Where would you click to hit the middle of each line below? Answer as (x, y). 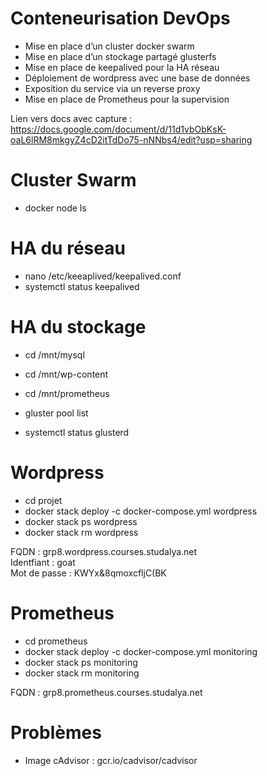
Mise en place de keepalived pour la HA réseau (122, 67)
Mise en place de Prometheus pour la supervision (127, 99)
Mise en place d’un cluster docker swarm (109, 46)
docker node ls (55, 208)
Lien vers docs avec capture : (71, 118)
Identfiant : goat (43, 562)
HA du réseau (68, 248)
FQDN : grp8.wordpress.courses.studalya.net (104, 551)
